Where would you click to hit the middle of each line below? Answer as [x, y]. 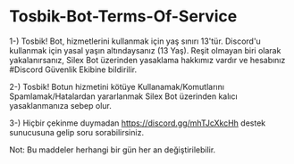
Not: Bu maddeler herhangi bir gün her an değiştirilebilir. [113, 150]
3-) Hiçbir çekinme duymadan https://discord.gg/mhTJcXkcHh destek [138, 123]
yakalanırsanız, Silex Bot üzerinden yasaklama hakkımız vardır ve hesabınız [147, 60]
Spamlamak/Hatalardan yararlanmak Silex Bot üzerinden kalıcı [124, 96]
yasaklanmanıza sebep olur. [60, 105]
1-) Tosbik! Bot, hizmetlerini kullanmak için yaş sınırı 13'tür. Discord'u [135, 41]
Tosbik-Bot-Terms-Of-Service [123, 16]
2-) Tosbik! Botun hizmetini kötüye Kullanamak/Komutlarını [117, 86]
